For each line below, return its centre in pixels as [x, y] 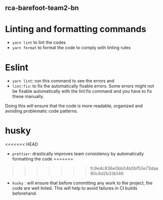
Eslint [17, 67]
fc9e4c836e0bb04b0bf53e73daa [124, 168]
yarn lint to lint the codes [39, 42]
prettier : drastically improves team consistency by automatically [78, 154]
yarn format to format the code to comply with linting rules [71, 48]
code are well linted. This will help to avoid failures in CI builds [75, 188]
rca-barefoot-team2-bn [42, 8]
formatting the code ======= [43, 159]
